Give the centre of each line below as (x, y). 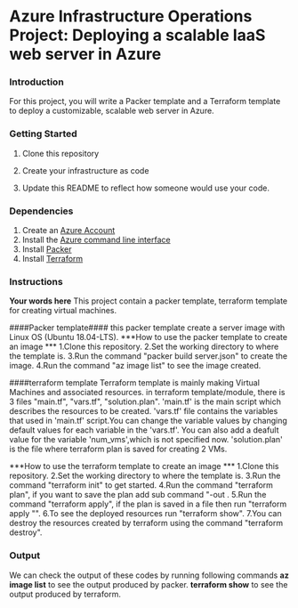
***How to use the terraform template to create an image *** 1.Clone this (144, 466)
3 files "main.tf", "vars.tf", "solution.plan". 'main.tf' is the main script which (145, 401)
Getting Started (43, 134)
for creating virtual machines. (63, 311)
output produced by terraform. (65, 594)
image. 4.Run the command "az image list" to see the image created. (135, 366)
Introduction (36, 82)
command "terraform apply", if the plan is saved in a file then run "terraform (148, 504)
